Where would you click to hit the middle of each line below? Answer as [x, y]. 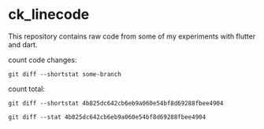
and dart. [23, 44]
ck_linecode [49, 15]
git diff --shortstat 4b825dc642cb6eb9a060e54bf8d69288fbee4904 [116, 103]
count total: [27, 89]
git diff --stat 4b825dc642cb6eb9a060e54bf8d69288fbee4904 [107, 117]
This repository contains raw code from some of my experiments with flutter [132, 36]
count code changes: [43, 60]
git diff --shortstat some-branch [65, 74]
